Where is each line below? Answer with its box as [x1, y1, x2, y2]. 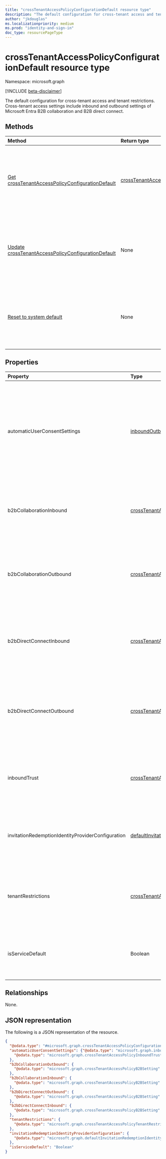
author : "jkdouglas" [5, 16, 48, 21]
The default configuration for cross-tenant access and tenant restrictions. [5, 98, 155, 104]
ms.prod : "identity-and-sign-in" [5, 26, 74, 31]
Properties [5, 358, 39, 367]
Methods [5, 122, 34, 131]
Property [7, 372, 29, 379]
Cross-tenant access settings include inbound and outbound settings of [5, 103, 152, 109]
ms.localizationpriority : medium [5, 21, 74, 26]
